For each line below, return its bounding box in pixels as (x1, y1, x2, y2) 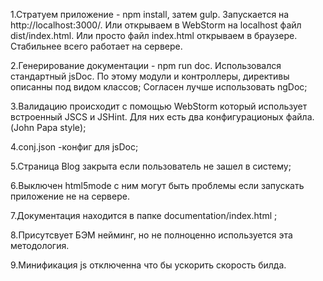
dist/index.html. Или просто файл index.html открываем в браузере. (10, 30, 298, 41)
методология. (10, 240, 70, 251)
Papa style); (36, 122, 87, 133)
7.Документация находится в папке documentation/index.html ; (10, 210, 278, 221)
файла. (285, 111, 315, 123)
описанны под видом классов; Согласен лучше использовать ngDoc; (10, 81, 308, 93)
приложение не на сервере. (10, 190, 130, 202)
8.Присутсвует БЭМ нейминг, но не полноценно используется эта (10, 229, 293, 241)
